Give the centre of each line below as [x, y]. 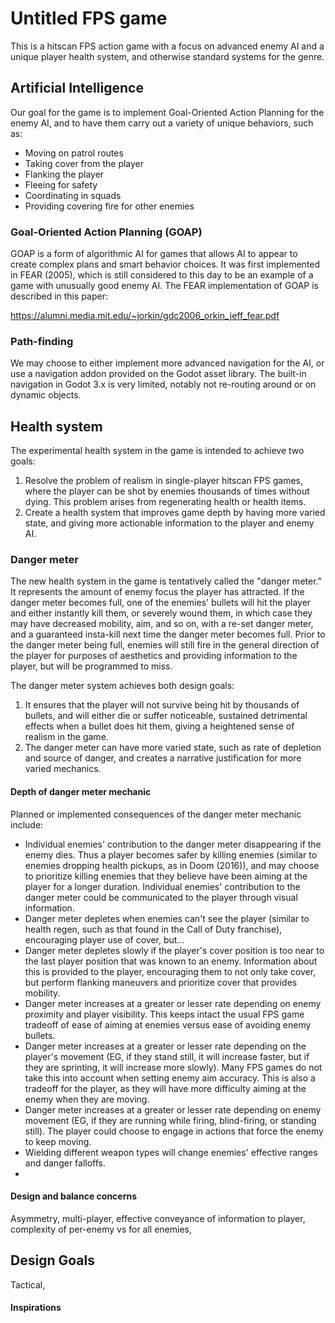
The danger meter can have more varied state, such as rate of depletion [173, 748]
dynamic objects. [46, 395]
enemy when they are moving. [87, 1099]
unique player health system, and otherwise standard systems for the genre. [167, 56]
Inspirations [36, 1308]
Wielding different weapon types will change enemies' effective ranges [171, 1152]
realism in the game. [66, 737]
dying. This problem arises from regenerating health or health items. [165, 502]
